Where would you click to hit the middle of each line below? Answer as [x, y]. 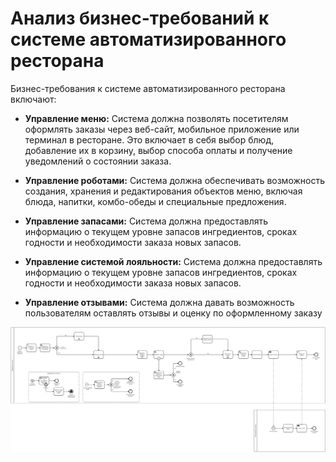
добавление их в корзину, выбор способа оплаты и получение [158, 150]
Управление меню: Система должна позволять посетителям [156, 118]
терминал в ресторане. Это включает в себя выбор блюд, [149, 139]
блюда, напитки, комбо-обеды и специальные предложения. [155, 201]
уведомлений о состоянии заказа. [98, 161]
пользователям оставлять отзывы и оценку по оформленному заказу [173, 313]
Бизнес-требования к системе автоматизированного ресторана [148, 88]
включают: [33, 99]
